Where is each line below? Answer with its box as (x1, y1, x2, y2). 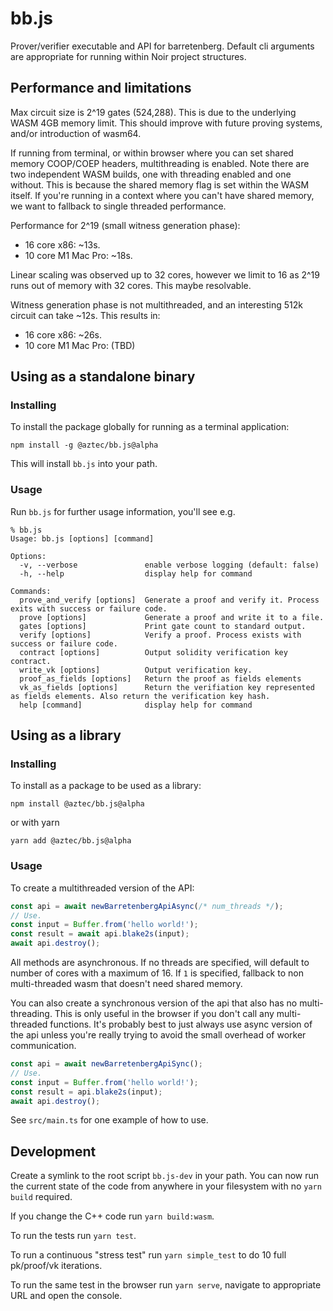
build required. (10, 1191, 73, 1203)
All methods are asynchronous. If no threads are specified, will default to (10, 957, 310, 969)
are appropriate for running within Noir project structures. (10, 50, 247, 62)
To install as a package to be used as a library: (10, 780, 202, 792)
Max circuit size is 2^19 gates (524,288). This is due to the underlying (10, 106, 297, 118)
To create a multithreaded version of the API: (10, 882, 195, 894)
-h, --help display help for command (19, 568, 253, 579)
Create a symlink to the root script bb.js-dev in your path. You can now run (10, 1170, 320, 1182)
